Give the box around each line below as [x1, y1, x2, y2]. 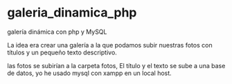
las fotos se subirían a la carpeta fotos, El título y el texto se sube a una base [7, 61, 226, 70]
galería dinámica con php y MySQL [7, 28, 107, 36]
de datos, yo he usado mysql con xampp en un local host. [7, 69, 172, 77]
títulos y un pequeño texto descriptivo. [7, 48, 118, 56]
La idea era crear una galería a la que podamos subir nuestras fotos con [7, 41, 213, 49]
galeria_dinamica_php [7, 5, 137, 21]
